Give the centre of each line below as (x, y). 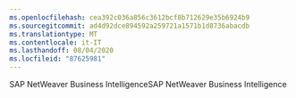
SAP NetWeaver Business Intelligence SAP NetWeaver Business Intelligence (148, 84)
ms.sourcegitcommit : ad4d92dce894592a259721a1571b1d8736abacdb (130, 26)
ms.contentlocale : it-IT (55, 42)
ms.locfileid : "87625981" (57, 59)
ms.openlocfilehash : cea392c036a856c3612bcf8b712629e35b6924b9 (130, 17)
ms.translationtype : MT (54, 34)
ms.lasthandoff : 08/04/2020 (62, 51)
